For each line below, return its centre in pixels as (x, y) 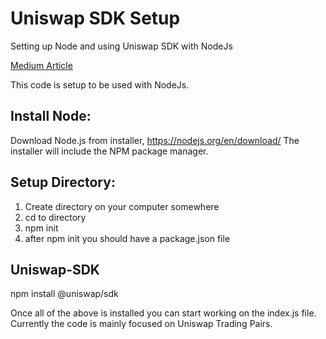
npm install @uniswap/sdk (64, 294)
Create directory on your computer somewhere (122, 206)
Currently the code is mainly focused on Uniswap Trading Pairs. (141, 324)
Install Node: (51, 116)
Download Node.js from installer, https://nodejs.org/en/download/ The (155, 140)
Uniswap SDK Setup (95, 18)
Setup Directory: (63, 182)
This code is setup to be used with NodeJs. (100, 84)
